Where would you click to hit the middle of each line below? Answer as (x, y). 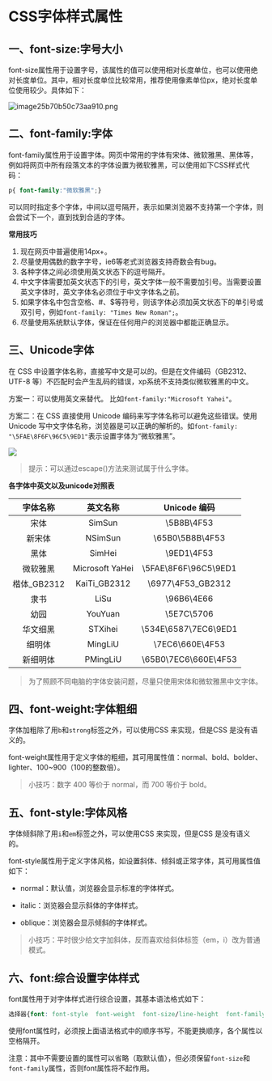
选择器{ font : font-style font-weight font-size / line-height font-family (137, 1014)
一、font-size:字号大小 (66, 49)
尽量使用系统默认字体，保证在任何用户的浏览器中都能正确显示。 (126, 322)
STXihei (103, 629)
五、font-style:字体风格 (68, 813)
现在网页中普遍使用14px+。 (66, 251)
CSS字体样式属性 (66, 17)
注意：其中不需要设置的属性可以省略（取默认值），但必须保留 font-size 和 (130, 1058)
